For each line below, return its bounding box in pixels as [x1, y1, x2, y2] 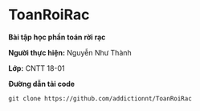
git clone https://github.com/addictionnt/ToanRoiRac [8, 94, 193, 102]
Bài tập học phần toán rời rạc [8, 32, 106, 42]
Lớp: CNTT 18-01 [8, 63, 66, 73]
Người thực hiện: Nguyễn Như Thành [8, 47, 133, 57]
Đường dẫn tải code [8, 79, 75, 88]
